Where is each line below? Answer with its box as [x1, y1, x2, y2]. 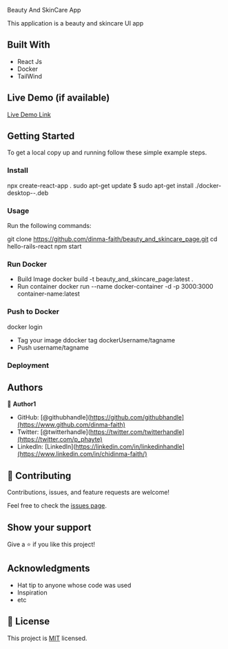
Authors [7, 382, 43, 393]
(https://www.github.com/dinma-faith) [17, 420, 126, 429]
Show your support [7, 522, 92, 533]
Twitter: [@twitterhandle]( [17, 428, 91, 436]
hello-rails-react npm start [7, 243, 82, 251]
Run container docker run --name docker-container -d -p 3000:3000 [17, 282, 214, 291]
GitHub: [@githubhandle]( [17, 413, 91, 422]
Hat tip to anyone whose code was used [17, 581, 132, 589]
